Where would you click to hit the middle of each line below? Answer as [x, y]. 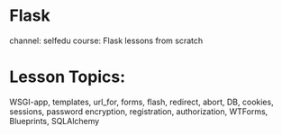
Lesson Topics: [68, 77]
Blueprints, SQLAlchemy [55, 121]
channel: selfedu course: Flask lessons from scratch [106, 40]
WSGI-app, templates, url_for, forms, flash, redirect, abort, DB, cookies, [141, 102]
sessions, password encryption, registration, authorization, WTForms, [139, 111]
